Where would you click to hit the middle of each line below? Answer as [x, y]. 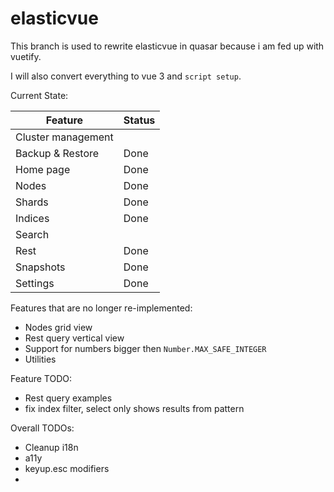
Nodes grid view [58, 327]
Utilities [40, 359]
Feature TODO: [41, 378]
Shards [32, 202]
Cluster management [64, 137]
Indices [32, 218]
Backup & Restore [57, 153]
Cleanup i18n [51, 447]
